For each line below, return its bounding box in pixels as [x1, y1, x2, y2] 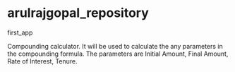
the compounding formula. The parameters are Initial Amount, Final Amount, [7, 49, 229, 58]
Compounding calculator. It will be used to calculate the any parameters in [7, 42, 224, 50]
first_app [7, 28, 33, 37]
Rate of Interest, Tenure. [7, 56, 78, 65]
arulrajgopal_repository [7, 5, 150, 21]
